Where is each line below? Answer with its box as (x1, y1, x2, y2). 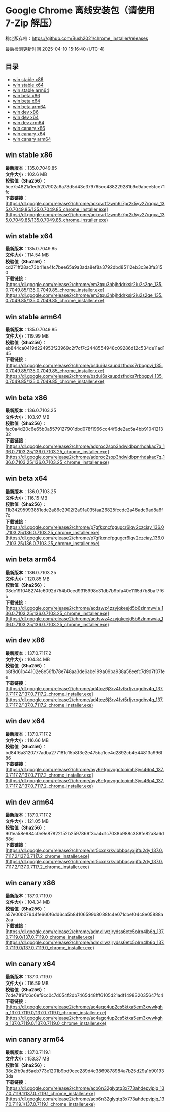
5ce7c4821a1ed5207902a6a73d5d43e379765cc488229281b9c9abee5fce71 (5, 183, 165, 189)
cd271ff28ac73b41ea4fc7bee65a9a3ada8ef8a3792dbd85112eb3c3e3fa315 (5, 264, 163, 270)
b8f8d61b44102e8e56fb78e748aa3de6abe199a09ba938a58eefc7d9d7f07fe (5, 668, 165, 675)
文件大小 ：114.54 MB (5, 252, 49, 258)
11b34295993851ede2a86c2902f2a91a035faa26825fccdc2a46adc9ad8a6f (5, 507, 163, 513)
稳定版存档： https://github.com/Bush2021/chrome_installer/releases (5, 35, 148, 41)
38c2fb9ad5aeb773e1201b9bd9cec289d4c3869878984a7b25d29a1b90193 (5, 1068, 164, 1074)
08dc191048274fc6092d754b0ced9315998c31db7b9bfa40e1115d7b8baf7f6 (5, 587, 164, 594)
